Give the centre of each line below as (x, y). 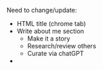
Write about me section (50, 31)
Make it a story (49, 38)
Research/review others (62, 46)
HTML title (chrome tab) (51, 23)
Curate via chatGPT (55, 53)
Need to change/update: (42, 10)
